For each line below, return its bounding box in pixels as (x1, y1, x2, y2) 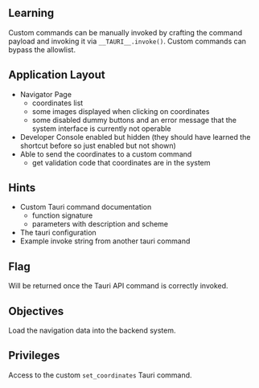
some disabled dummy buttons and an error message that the (31, 115, 237, 125)
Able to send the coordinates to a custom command (19, 149, 192, 159)
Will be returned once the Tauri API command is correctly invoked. (8, 281, 228, 291)
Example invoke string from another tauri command (19, 236, 191, 246)
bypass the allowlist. (8, 44, 76, 55)
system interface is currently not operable (31, 124, 171, 133)
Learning (8, 6, 55, 20)
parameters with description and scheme (31, 219, 169, 229)
